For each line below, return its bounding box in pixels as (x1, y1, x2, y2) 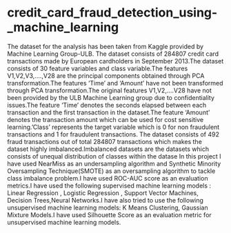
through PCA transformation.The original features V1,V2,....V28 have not (7, 86, 212, 94)
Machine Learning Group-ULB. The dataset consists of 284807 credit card (7, 50, 219, 58)
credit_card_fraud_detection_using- (7, 5, 218, 21)
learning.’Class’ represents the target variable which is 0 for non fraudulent (7, 123, 220, 131)
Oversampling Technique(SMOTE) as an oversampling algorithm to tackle (7, 167, 216, 175)
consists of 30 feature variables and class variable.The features (7, 64, 188, 72)
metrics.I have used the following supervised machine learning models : (7, 181, 212, 190)
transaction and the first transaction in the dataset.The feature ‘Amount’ (7, 108, 210, 116)
